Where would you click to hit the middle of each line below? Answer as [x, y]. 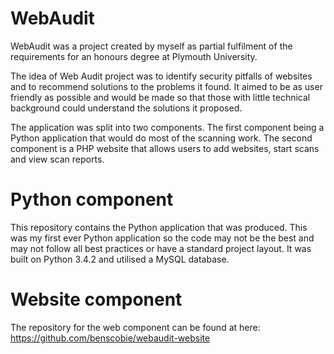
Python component [92, 199]
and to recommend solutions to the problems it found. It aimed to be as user [166, 86]
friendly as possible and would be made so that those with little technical [160, 97]
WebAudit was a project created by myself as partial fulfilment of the [151, 46]
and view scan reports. [57, 159]
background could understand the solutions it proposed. [126, 108]
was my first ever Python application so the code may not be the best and [162, 238]
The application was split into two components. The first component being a [167, 127]
